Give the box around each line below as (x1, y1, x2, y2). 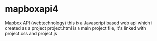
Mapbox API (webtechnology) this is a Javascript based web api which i (5, 20, 153, 26)
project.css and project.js (5, 30, 57, 36)
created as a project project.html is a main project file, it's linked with (5, 25, 146, 31)
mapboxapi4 (5, 3, 59, 15)
